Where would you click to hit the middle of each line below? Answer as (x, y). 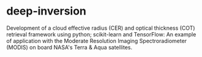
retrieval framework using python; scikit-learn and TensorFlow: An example (101, 34)
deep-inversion (47, 11)
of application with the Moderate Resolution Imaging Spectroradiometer (97, 41)
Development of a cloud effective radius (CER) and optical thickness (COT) (101, 28)
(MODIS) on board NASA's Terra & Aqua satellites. (69, 47)
